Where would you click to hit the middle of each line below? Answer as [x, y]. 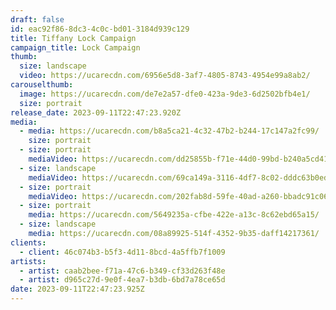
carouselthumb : [42, 85]
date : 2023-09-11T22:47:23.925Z [77, 289]
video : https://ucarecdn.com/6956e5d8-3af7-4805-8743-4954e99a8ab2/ [165, 76]
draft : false [37, 19]
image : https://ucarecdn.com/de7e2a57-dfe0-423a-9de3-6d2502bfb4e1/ [165, 94]
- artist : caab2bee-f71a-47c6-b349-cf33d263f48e [122, 271]
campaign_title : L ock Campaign [75, 47]
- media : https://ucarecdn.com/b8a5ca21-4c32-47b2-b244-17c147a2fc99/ [169, 131]
